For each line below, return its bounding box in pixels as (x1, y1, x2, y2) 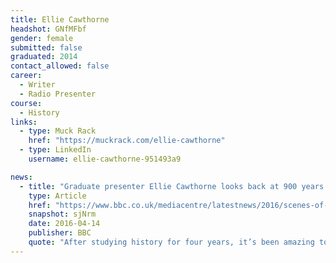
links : (10, 117, 38, 127)
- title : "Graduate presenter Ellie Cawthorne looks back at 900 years (19, 181, 325, 191)
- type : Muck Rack (19, 126, 97, 136)
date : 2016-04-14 (28, 219, 101, 229)
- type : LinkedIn (19, 145, 92, 155)
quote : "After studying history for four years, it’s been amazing (28, 237, 315, 247)
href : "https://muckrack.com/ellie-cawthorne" (28, 136, 226, 146)
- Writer (19, 80, 56, 90)
